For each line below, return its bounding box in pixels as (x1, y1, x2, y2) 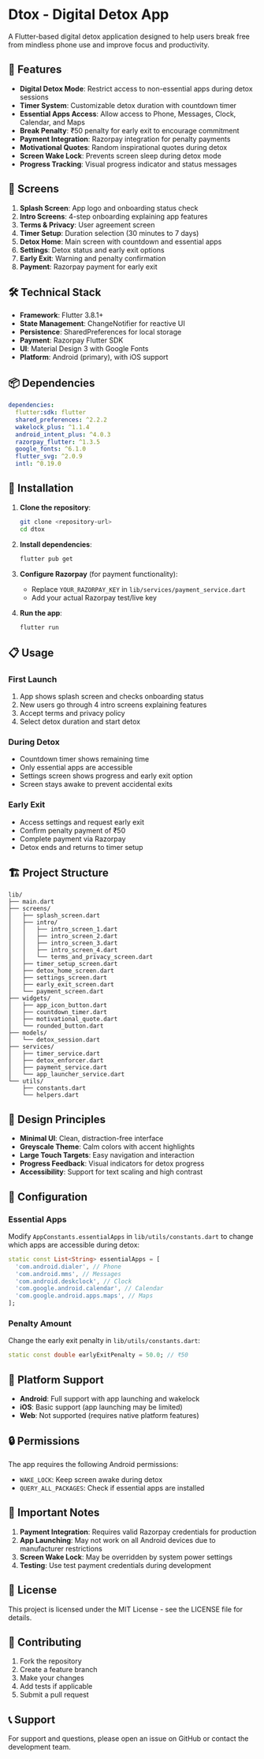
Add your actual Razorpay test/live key (31, 593, 158, 602)
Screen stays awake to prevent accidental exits (19, 780, 173, 789)
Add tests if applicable (19, 1682, 93, 1691)
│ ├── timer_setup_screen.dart (8, 960, 118, 968)
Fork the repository (19, 1656, 83, 1666)
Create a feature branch (19, 1665, 98, 1675)
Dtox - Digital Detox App (8, 6, 169, 24)
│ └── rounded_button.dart (8, 1022, 104, 1031)
